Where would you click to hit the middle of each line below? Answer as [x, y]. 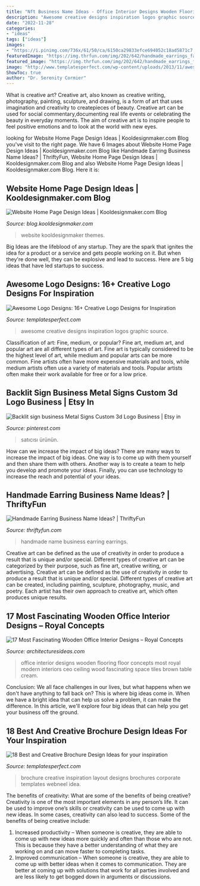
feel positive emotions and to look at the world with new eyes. [82, 127]
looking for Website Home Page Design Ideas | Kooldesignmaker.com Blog [98, 138]
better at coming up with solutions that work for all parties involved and [102, 870]
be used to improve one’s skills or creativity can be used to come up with [96, 808]
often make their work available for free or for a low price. [77, 374]
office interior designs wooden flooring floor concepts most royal [101, 663]
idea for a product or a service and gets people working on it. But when [94, 253]
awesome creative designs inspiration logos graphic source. [94, 331]
